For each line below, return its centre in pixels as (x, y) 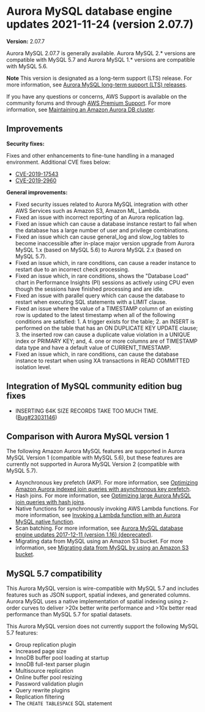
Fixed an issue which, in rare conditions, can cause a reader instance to (106, 262)
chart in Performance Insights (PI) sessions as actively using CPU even (105, 282)
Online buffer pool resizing (49, 677)
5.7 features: (22, 633)
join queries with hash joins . (50, 502)
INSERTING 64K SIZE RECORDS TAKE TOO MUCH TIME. (87, 411)
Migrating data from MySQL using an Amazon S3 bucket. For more (99, 542)
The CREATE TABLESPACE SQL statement (64, 703)
